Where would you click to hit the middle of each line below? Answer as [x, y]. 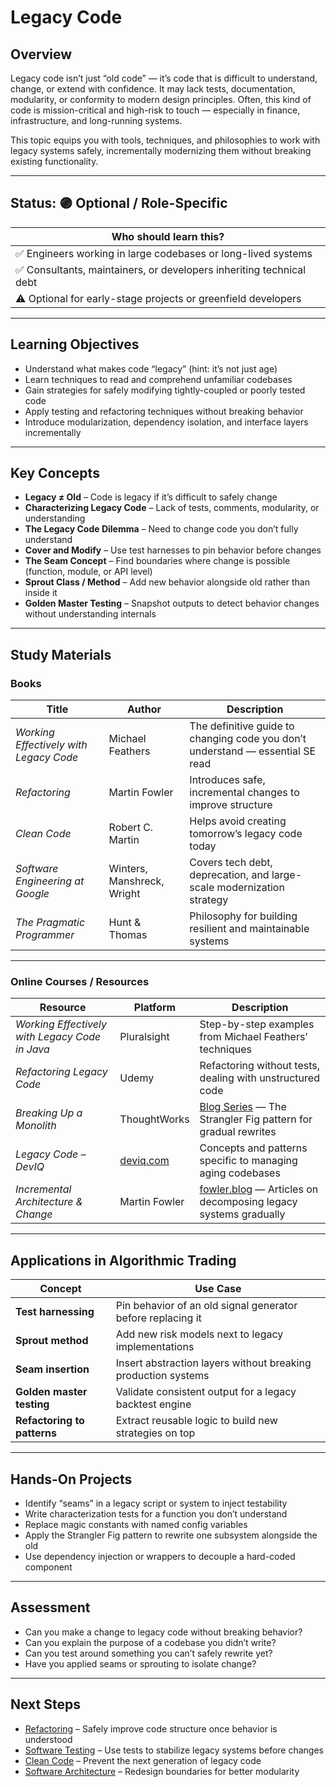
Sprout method [52, 1341]
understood [48, 1739]
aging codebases [240, 1173]
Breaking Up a [49, 1113]
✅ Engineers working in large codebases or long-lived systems [164, 253]
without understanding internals [90, 614]
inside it [41, 593]
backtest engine [153, 1404]
